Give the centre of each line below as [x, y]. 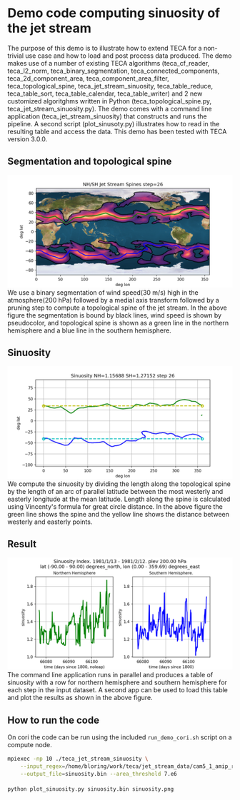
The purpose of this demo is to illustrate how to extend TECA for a [105, 48]
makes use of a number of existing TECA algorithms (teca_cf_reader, [109, 63]
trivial [15, 56]
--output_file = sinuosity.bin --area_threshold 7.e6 [99, 774]
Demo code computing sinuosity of [114, 13]
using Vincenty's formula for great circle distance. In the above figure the [115, 506]
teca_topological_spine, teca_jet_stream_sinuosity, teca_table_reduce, [110, 86]
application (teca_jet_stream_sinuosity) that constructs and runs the [107, 116]
